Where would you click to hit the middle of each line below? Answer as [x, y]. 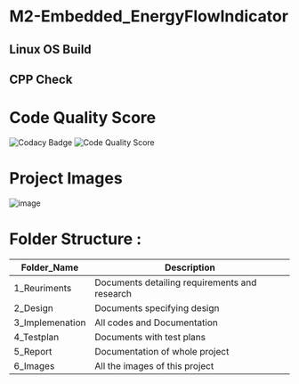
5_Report [33, 351]
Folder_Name [50, 267]
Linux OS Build [50, 49]
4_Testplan [36, 337]
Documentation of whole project [162, 351]
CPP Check [41, 79]
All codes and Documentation [156, 323]
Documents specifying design [157, 307]
